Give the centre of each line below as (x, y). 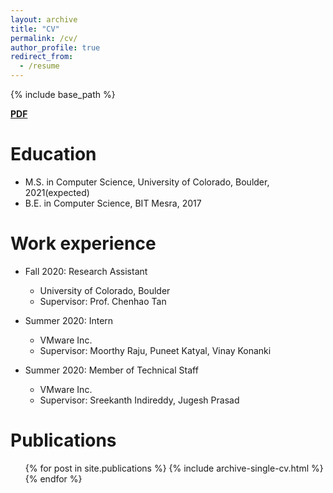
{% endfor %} (53, 478)
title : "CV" (35, 29)
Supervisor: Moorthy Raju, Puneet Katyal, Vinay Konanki (155, 350)
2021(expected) (57, 192)
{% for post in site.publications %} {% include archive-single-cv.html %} (174, 468)
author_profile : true (55, 47)
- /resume (39, 66)
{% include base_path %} (63, 94)
